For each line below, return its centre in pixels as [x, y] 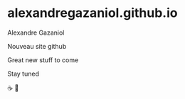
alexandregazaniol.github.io [92, 13]
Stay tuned [23, 74]
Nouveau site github [37, 46]
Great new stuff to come [43, 60]
